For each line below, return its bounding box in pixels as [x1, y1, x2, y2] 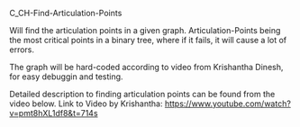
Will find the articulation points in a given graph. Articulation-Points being [9, 25, 281, 35]
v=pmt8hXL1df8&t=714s [9, 108, 98, 118]
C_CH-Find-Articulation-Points [9, 8, 123, 18]
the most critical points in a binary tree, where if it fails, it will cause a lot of [9, 35, 287, 45]
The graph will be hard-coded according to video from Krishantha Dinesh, [9, 62, 284, 72]
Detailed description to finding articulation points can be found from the [9, 89, 276, 99]
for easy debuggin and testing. [9, 71, 123, 82]
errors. [9, 44, 34, 55]
